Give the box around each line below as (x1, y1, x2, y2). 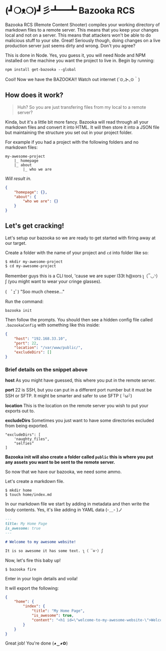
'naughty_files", (14, 436, 50, 442)
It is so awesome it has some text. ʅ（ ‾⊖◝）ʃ (5, 548, 104, 553)
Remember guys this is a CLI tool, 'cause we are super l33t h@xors (5, 273, 142, 279)
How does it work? (5, 91, 64, 99)
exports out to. (5, 408, 35, 414)
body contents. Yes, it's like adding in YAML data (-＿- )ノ (5, 507, 123, 513)
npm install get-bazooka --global (5, 67, 77, 72)
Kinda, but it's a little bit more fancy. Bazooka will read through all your (5, 119, 149, 125)
